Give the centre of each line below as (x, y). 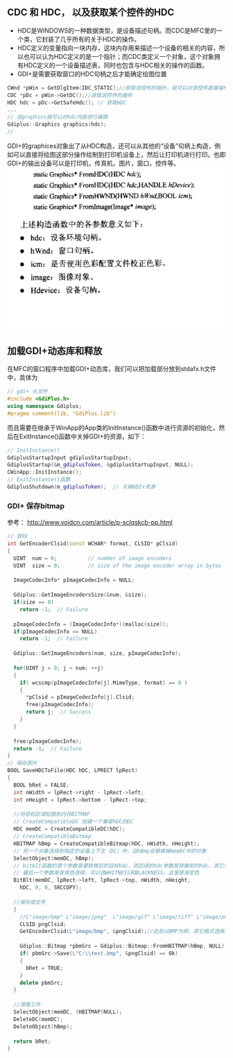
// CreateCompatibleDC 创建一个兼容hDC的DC (74, 822)
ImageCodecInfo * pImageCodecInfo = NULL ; (74, 580)
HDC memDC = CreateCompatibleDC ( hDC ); (70, 829)
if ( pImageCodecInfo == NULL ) (55, 631)
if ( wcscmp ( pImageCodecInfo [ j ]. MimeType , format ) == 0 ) (104, 683)
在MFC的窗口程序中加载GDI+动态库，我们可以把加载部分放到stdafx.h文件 (112, 369)
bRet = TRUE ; (44, 968)
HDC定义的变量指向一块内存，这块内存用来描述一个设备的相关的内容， (118, 48)
